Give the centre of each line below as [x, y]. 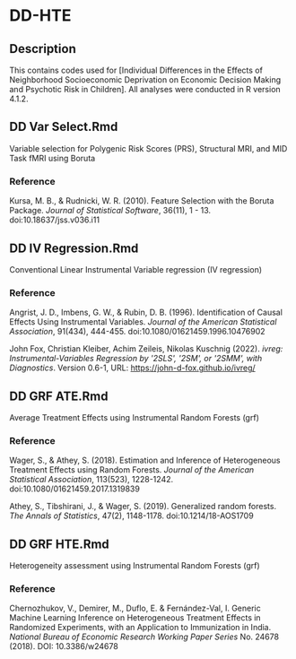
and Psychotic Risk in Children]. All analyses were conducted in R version [145, 89]
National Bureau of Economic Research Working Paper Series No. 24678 [144, 637]
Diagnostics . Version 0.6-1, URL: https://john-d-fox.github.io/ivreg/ [132, 368]
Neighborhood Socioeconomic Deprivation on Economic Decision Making [145, 80]
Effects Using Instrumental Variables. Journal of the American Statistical [143, 322]
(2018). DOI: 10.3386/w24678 [64, 646]
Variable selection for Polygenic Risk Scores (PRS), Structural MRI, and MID [148, 148]
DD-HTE [40, 16]
